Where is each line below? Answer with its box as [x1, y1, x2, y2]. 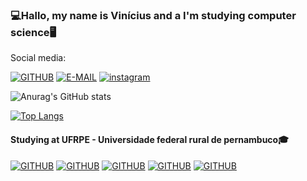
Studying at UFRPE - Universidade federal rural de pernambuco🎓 [10, 133, 290, 145]
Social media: [10, 52, 67, 64]
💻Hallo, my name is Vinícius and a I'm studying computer [10, 8, 297, 22]
